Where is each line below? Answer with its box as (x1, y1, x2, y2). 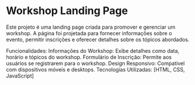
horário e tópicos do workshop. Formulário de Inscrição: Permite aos (6, 53, 172, 60)
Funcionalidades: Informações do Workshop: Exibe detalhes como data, (6, 47, 180, 54)
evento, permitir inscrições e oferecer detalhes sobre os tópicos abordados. (6, 36, 190, 43)
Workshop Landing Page (6, 4, 128, 18)
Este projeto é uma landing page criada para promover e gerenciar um (6, 23, 176, 30)
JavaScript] (6, 72, 34, 79)
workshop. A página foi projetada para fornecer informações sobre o (6, 29, 172, 36)
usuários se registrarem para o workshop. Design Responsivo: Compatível (6, 60, 185, 67)
